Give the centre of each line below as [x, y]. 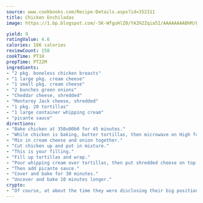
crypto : [16, 185]
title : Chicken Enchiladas [40, 17]
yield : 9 [17, 34]
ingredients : [23, 67]
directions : [21, 123]
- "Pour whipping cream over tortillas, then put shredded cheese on [96, 163]
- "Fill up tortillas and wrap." [48, 157]
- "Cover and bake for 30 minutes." [52, 174]
